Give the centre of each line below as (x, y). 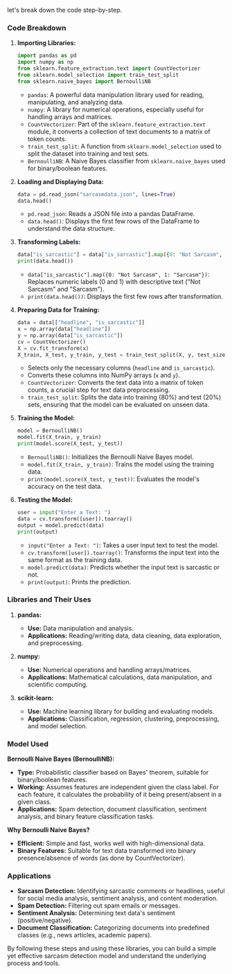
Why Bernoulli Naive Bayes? (48, 830)
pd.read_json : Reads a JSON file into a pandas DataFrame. (111, 214)
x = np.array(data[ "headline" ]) (64, 329)
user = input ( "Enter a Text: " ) (64, 513)
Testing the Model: (45, 500)
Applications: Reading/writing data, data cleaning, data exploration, (124, 635)
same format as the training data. (75, 559)
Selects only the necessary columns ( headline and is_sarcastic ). (121, 368)
